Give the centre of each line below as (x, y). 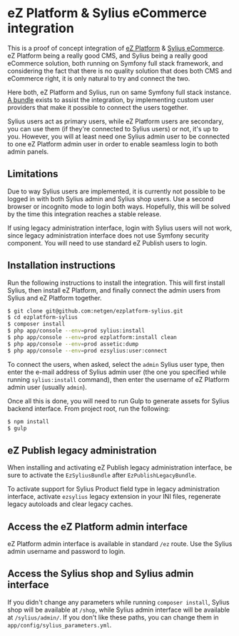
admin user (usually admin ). (47, 387)
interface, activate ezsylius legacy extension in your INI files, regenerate (114, 497)
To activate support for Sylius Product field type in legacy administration (113, 489)
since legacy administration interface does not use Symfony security (108, 235)
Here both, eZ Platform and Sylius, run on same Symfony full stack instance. (119, 92)
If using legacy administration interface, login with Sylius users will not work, (120, 228)
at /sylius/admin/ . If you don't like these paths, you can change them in (113, 617)
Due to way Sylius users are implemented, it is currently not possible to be (117, 191)
